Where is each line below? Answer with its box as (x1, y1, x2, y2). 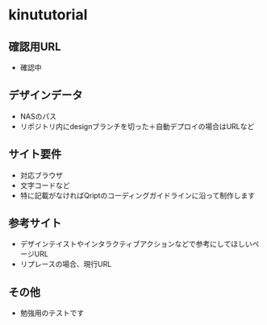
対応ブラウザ (19, 170, 63, 180)
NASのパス (19, 111, 56, 121)
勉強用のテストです (19, 308, 85, 318)
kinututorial (8, 6, 88, 24)
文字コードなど (19, 180, 70, 190)
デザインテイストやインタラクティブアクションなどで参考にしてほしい (19, 240, 252, 249)
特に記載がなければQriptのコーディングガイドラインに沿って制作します (19, 190, 256, 200)
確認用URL (8, 40, 62, 53)
